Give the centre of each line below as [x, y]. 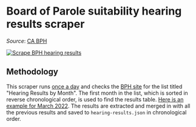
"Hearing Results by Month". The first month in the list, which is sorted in [97, 93]
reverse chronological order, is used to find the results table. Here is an [95, 99]
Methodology [32, 72]
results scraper [46, 24]
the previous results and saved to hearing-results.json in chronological [96, 112]
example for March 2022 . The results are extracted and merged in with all [98, 106]
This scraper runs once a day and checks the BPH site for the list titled [94, 86]
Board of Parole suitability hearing [94, 11]
